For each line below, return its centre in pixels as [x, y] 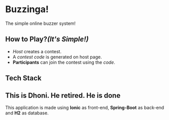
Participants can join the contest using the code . [64, 62]
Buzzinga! [27, 9]
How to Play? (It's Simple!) [47, 39]
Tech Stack [23, 78]
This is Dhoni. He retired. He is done [63, 95]
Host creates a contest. [37, 51]
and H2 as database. [27, 113]
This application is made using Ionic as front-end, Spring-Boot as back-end [85, 107]
